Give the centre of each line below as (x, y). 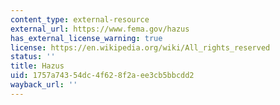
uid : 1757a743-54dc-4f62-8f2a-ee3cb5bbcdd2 (102, 76)
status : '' (33, 57)
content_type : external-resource (80, 19)
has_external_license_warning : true (86, 38)
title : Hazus (37, 66)
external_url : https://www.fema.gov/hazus (100, 29)
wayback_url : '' (44, 85)
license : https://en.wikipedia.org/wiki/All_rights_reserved (140, 47)
